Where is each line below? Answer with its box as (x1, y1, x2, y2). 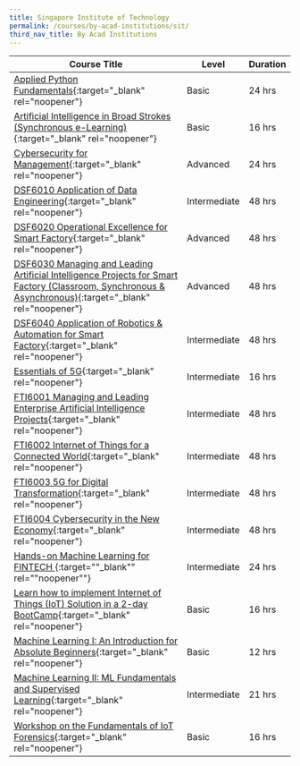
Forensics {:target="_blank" (13, 731, 127, 744)
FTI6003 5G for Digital (13, 476, 109, 489)
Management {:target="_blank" (13, 158, 142, 171)
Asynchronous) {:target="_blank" (13, 292, 151, 304)
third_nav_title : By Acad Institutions (9, 30, 158, 38)
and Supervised (13, 683, 80, 695)
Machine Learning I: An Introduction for (13, 634, 179, 647)
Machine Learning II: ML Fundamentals (13, 672, 177, 685)
